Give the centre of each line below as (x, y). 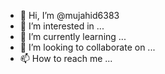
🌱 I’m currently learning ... (73, 36)
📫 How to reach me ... (66, 58)
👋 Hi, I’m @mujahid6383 (69, 15)
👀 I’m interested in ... (62, 26)
